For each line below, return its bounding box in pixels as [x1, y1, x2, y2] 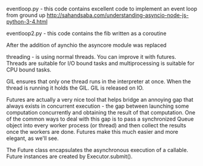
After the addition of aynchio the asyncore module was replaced [6, 42, 167, 48]
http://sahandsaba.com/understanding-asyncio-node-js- [46, 12, 189, 19]
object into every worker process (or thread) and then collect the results [6, 122, 187, 129]
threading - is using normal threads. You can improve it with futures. [6, 53, 177, 60]
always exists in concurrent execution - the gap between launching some [6, 102, 189, 110]
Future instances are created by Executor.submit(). [6, 153, 133, 160]
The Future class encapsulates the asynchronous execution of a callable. [6, 147, 188, 153]
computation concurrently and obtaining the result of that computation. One [6, 109, 196, 116]
